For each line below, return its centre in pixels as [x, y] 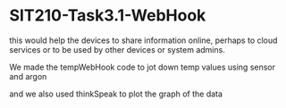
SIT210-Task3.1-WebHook [108, 16]
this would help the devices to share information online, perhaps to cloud [143, 40]
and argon [28, 76]
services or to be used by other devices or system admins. [117, 49]
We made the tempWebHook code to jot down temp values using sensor [142, 67]
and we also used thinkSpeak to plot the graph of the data [116, 94]
